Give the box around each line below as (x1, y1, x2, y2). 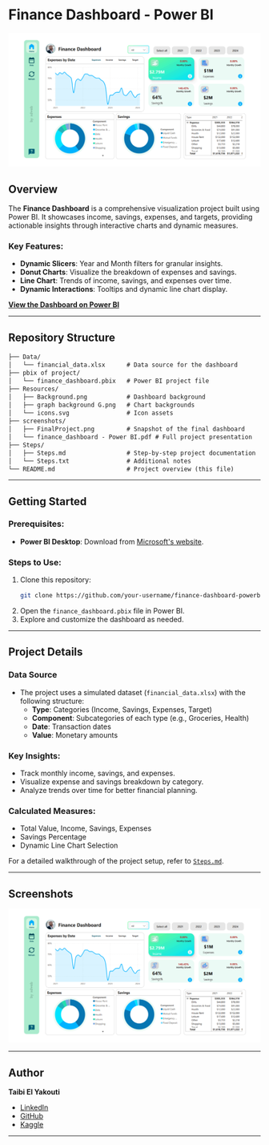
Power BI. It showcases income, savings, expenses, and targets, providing (8, 212, 253, 221)
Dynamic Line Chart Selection (19, 840, 118, 851)
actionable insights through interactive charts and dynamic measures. (8, 221, 239, 230)
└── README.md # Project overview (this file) (8, 465, 235, 474)
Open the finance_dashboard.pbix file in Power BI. (19, 605, 186, 615)
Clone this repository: (19, 575, 91, 585)
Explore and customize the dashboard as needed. (19, 614, 184, 624)
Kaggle (19, 1120, 44, 1130)
